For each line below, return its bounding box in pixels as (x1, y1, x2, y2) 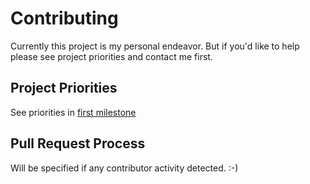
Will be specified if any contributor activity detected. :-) (10, 162, 239, 174)
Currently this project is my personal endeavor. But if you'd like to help (10, 40, 300, 52)
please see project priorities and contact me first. (10, 50, 213, 62)
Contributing (10, 7, 119, 30)
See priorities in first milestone (10, 106, 137, 118)
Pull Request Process (10, 135, 146, 152)
